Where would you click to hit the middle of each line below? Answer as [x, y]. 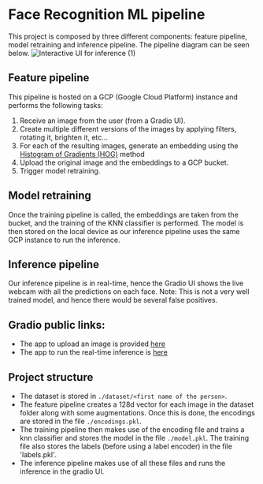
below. [19, 53]
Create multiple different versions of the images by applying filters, [128, 128]
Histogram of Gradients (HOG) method [82, 154]
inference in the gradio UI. [62, 471]
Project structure [51, 377]
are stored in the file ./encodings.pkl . [80, 421]
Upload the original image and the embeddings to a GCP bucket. [124, 162]
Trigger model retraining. [60, 170]
